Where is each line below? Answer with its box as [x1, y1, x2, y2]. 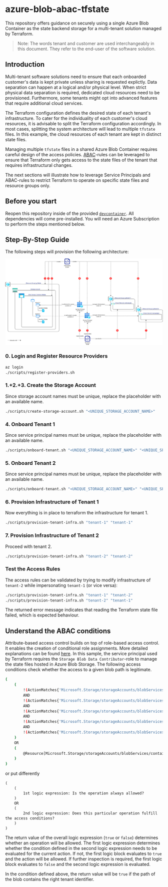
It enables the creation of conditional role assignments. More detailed [5, 645, 148, 652]
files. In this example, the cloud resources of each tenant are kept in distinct [5, 131, 161, 137]
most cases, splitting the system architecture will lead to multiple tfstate [5, 126, 155, 132]
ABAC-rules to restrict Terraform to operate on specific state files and [5, 177, 149, 183]
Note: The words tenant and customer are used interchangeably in [17, 40, 154, 46]
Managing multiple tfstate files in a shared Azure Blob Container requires [5, 146, 157, 152]
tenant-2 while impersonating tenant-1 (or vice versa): [5, 582, 117, 588]
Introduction [5, 60, 45, 69]
